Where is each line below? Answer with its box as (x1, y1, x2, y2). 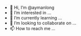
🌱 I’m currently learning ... (9, 15, 62, 20)
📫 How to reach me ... (9, 26, 55, 31)
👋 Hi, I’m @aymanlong (9, 5, 55, 10)
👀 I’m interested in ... (9, 10, 52, 16)
